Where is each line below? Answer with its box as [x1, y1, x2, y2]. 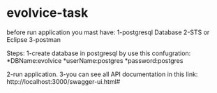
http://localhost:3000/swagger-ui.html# [6, 77, 121, 85]
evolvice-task [6, 5, 89, 21]
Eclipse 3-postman [6, 35, 61, 43]
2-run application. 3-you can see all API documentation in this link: [6, 70, 198, 78]
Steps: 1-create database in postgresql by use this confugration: [6, 49, 191, 57]
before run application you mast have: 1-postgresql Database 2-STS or [6, 28, 210, 36]
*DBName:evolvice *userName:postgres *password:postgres [6, 56, 184, 64]
